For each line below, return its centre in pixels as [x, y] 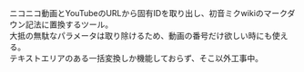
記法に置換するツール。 [69, 24]
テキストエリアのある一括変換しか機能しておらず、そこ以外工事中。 [137, 58]
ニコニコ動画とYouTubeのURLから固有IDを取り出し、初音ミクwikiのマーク [148, 13]
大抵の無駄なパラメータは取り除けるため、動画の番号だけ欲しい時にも [141, 36]
